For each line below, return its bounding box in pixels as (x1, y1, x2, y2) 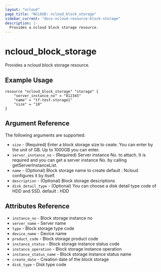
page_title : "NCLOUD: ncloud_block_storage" (5, 12, 97, 17)
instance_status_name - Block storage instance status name (12, 251, 132, 257)
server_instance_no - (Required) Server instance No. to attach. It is (12, 152, 146, 158)
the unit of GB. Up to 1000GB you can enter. (12, 147, 100, 153)
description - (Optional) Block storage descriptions (12, 178, 115, 184)
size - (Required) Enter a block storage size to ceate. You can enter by (12, 141, 153, 147)
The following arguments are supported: (5, 132, 86, 138)
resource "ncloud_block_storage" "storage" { (5, 89, 98, 94)
